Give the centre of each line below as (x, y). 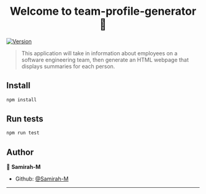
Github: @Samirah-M (42, 179)
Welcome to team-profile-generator (103, 11)
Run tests (25, 119)
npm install (21, 99)
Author (20, 152)
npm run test (23, 133)
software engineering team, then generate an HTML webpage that (105, 60)
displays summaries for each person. (68, 66)
